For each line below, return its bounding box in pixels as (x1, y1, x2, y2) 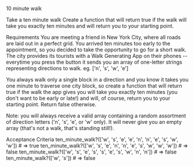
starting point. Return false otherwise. (6, 101, 97, 107)
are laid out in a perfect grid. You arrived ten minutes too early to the (6, 40, 171, 47)
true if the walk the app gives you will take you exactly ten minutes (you (6, 89, 178, 95)
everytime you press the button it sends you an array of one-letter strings (6, 58, 182, 65)
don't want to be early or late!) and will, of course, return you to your (6, 95, 171, 102)
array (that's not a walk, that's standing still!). (6, 125, 115, 131)
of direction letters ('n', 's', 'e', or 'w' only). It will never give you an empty (6, 119, 182, 125)
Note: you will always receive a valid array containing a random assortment (6, 112, 186, 119)
